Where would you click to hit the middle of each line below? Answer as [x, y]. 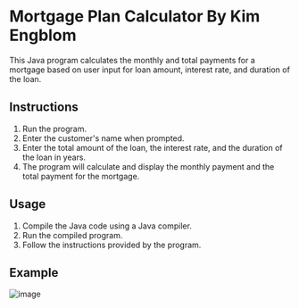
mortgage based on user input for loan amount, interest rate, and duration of [149, 70]
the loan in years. [54, 157]
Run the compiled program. [72, 235]
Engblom [43, 35]
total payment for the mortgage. [81, 176]
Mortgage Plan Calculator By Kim [135, 17]
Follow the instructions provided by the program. [112, 245]
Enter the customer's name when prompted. [103, 138]
